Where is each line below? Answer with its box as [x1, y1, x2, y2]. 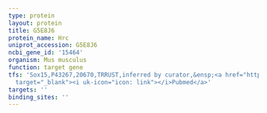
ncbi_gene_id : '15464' [8, 49, 83, 56]
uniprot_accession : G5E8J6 [8, 41, 98, 49]
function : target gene [8, 64, 83, 72]
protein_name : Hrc [8, 33, 69, 42]
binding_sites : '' [8, 93, 69, 101]
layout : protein [8, 19, 62, 27]
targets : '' [8, 85, 48, 94]
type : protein [8, 11, 56, 20]
